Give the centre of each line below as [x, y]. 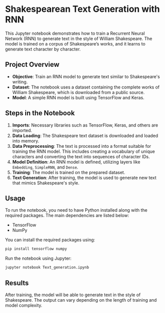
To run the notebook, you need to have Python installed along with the [76, 210]
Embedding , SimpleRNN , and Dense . [45, 167]
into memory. [26, 141]
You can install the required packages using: [50, 240]
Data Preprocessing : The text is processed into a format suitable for [82, 146]
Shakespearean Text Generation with [82, 9]
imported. [22, 130]
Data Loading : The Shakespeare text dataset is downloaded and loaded [85, 135]
